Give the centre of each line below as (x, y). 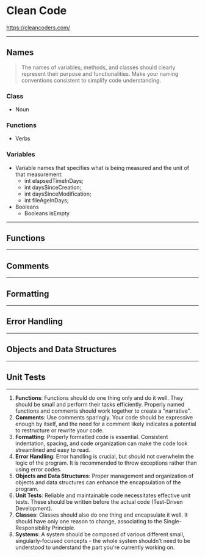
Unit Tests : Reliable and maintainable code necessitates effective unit (103, 495)
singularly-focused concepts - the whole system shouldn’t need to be (103, 540)
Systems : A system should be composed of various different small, (100, 534)
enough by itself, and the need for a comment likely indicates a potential (106, 424)
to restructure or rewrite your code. (59, 430)
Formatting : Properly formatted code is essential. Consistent (92, 437)
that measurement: (39, 174)
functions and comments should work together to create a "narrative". (103, 411)
